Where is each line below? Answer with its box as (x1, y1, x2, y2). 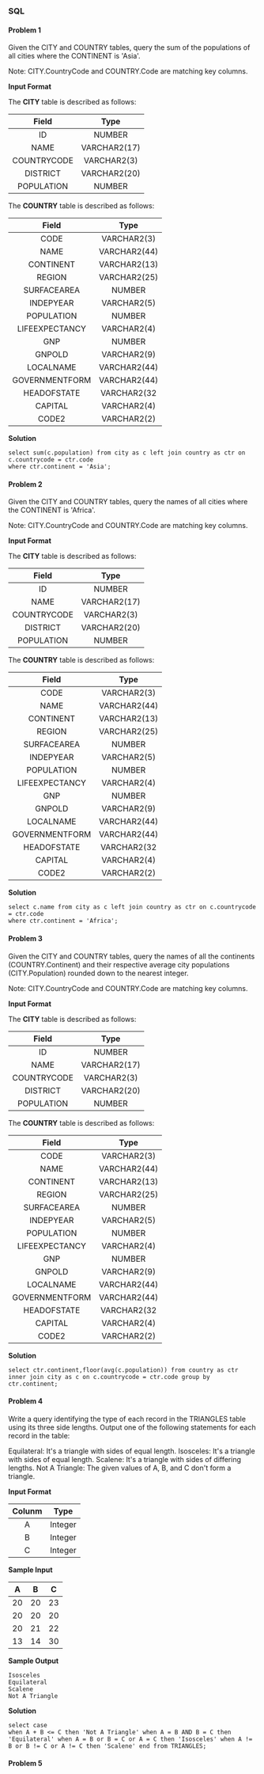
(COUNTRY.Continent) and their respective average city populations (8, 959, 230, 969)
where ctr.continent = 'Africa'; (8, 917, 119, 925)
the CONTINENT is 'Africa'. (8, 505, 96, 515)
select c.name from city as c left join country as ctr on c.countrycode (8, 903, 257, 911)
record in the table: (8, 1430, 70, 1440)
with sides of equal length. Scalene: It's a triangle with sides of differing (8, 1454, 242, 1464)
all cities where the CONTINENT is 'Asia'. (8, 51, 141, 61)
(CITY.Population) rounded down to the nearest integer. (8, 968, 189, 978)
